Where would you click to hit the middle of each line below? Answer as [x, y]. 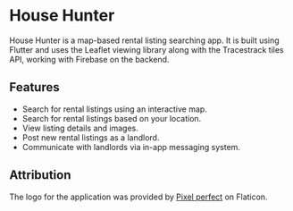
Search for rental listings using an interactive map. [114, 109]
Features [34, 87]
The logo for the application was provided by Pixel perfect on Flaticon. [138, 197]
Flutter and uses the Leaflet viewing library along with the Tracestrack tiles [146, 49]
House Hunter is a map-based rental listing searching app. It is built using [144, 40]
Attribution [40, 175]
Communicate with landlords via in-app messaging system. [131, 147]
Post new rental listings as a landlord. [91, 137]
